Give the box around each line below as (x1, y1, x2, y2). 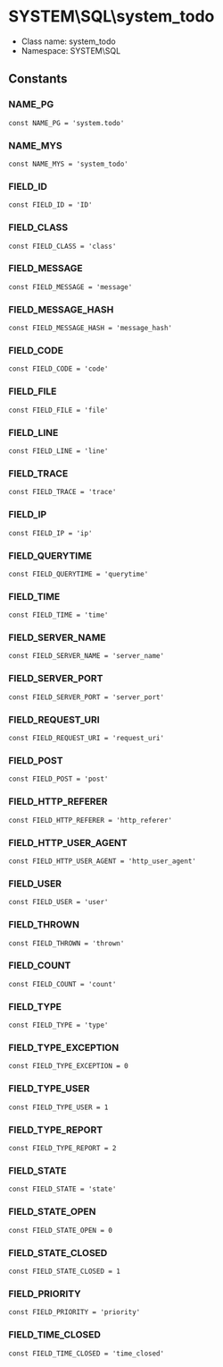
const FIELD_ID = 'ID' (8, 201, 93, 209)
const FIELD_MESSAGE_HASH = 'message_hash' (8, 324, 173, 333)
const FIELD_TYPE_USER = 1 (8, 1103, 109, 1112)
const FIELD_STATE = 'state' (8, 1184, 117, 1194)
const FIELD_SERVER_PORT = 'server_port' (8, 692, 165, 702)
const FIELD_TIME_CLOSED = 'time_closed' (8, 1349, 165, 1358)
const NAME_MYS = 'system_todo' (8, 159, 128, 168)
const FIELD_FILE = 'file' (8, 406, 109, 414)
